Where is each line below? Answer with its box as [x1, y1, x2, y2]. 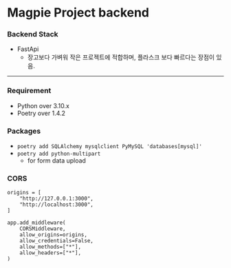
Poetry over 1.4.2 [16, 109, 66, 117]
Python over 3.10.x [16, 101, 70, 110]
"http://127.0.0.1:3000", [19, 195, 94, 203]
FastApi [16, 45, 39, 53]
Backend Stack [7, 30, 58, 39]
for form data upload [27, 156, 86, 165]
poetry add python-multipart [16, 150, 101, 158]
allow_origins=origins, [19, 231, 88, 238]
